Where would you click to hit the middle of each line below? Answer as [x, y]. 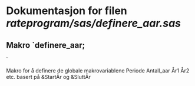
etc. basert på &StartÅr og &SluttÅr [49, 77]
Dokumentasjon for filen [67, 11]
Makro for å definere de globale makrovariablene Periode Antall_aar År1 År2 [98, 71]
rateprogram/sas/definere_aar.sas [94, 23]
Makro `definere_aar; [46, 45]
